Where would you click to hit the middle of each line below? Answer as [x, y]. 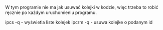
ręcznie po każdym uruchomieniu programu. [51, 12]
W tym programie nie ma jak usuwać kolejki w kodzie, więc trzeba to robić [82, 7]
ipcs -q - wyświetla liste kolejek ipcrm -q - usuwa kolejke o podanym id [79, 22]
